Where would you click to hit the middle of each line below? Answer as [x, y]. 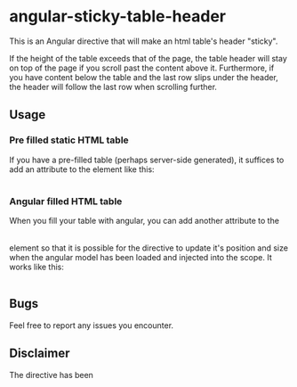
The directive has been [51, 375]
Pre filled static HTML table [69, 140]
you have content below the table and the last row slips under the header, [144, 77]
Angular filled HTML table [66, 201]
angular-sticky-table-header [118, 16]
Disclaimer [40, 354]
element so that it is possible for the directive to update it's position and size [149, 248]
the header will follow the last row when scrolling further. [113, 86]
